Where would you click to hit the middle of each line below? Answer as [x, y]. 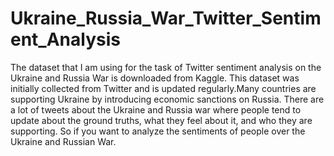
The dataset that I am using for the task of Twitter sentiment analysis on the [166, 67]
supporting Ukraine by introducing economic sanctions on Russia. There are [167, 99]
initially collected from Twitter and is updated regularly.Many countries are [163, 88]
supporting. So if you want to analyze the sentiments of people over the [158, 131]
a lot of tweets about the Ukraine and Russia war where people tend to [156, 109]
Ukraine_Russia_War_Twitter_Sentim [166, 18]
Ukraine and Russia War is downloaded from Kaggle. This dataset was [155, 78]
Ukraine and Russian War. [63, 141]
